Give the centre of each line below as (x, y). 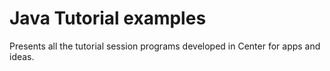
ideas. (22, 56)
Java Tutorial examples (108, 18)
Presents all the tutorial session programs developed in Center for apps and (165, 46)
